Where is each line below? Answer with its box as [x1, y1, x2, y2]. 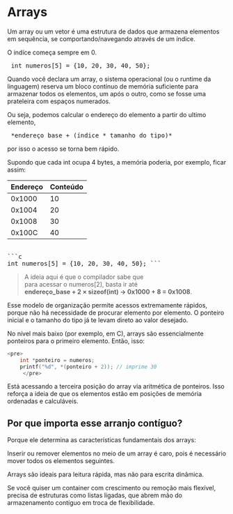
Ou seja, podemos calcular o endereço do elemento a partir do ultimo [7, 110, 207, 119]
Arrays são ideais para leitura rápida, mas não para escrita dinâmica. [7, 470, 204, 478]
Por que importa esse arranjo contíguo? [7, 417, 183, 429]
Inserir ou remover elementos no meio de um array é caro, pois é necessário [7, 449, 227, 458]
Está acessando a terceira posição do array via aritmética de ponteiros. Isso [7, 382, 225, 391]
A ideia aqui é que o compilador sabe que [24, 273, 144, 281]
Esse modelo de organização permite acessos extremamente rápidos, [7, 301, 207, 309]
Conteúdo [49, 182, 83, 192]
